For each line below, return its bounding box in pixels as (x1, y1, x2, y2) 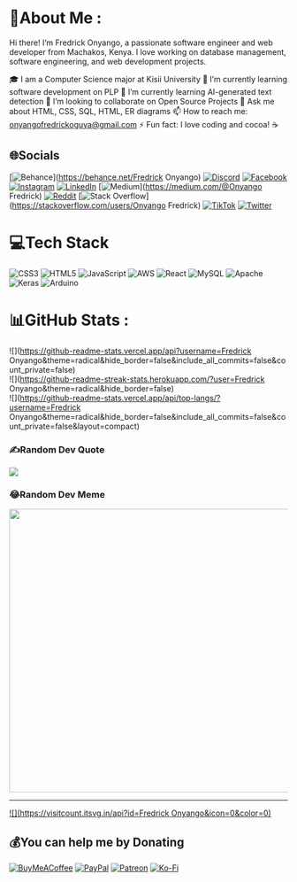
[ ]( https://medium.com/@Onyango (98, 181, 263, 191)
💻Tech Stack (9, 232, 110, 252)
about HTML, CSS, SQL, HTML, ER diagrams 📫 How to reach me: (9, 105, 248, 116)
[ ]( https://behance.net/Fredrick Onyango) (9, 172, 202, 182)
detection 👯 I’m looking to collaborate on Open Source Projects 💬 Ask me (9, 96, 275, 106)
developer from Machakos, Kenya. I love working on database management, (9, 46, 287, 57)
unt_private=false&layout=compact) (9, 421, 140, 431)
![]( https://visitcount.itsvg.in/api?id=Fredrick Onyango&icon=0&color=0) (9, 808, 271, 818)
